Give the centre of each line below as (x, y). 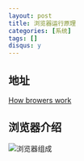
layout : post (30, 16)
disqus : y (25, 46)
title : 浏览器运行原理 (42, 23)
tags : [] (23, 38)
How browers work (40, 100)
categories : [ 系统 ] (40, 31)
